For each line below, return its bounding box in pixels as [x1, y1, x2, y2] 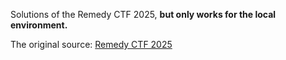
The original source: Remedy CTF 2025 [10, 39, 173, 50]
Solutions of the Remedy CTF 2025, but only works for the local [10, 9, 277, 20]
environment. [10, 19, 68, 31]
